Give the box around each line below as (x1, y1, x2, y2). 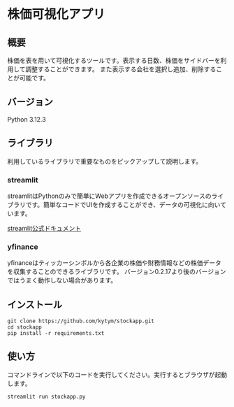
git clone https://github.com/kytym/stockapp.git (7, 317, 155, 325)
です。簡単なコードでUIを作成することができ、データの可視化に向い (25, 200, 221, 208)
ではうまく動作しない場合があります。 (7, 276, 117, 285)
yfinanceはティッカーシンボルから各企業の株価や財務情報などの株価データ (7, 259, 222, 267)
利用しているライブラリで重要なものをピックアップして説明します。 (7, 157, 203, 165)
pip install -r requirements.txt (7, 330, 105, 337)
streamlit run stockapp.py (7, 393, 86, 400)
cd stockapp (7, 324, 42, 331)
